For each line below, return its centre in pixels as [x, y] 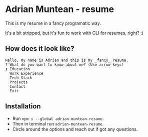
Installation [23, 106]
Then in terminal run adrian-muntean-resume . [58, 123]
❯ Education [17, 69]
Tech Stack [21, 78]
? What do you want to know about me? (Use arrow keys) [64, 64]
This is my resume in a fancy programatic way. [53, 23]
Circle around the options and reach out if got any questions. [75, 129]
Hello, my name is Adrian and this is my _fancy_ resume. [67, 60]
